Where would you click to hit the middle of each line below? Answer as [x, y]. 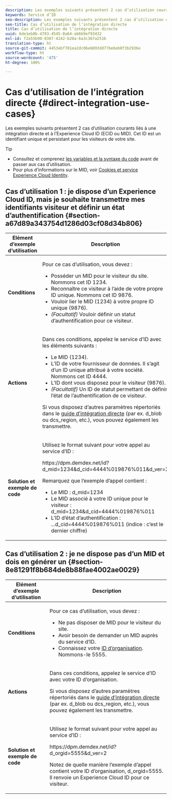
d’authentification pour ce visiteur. [92, 321]
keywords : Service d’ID [31, 15]
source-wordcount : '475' [32, 58]
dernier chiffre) [69, 531]
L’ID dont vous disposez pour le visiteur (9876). [108, 383]
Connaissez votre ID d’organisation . [101, 648]
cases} [20, 114]
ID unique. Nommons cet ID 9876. [92, 295]
